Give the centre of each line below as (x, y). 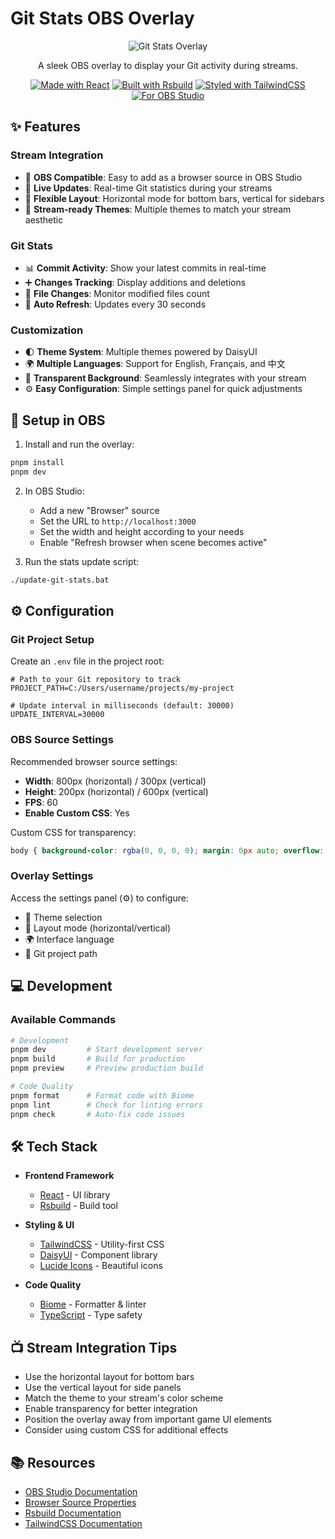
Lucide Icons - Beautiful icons (101, 1266)
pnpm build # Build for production (98, 1059)
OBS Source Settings (62, 740)
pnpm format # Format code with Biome (102, 1095)
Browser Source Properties (80, 1502)
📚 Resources (53, 1462)
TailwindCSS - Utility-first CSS (102, 1244)
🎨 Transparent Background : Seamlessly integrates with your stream (165, 378)
